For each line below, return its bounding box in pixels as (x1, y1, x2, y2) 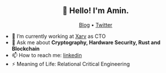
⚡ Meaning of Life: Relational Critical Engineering (11, 60, 130, 67)
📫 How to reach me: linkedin (11, 51, 82, 58)
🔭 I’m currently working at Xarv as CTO (11, 33, 106, 40)
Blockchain (11, 45, 40, 52)
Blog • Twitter (79, 21, 113, 28)
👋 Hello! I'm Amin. (62, 6, 129, 16)
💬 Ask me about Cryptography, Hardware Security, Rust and (11, 39, 161, 46)
